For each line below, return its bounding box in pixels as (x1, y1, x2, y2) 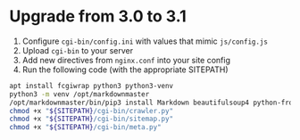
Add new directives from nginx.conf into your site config (21, 54, 230, 65)
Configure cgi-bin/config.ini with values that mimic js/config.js (21, 36, 268, 46)
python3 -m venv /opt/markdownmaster (9, 89, 150, 99)
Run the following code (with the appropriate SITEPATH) (21, 64, 229, 75)
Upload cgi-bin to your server (21, 45, 134, 55)
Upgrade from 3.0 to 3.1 (9, 6, 187, 27)
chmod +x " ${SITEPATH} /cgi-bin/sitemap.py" (9, 114, 174, 124)
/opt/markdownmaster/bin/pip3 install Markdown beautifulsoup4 (9, 98, 250, 107)
